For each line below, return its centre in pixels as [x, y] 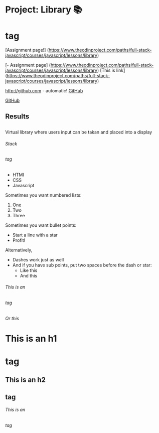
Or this [12, 318]
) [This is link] [111, 70]
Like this [29, 270]
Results [17, 116]
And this [29, 275]
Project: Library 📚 [44, 10]
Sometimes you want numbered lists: [43, 195]
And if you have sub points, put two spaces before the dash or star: [82, 265]
